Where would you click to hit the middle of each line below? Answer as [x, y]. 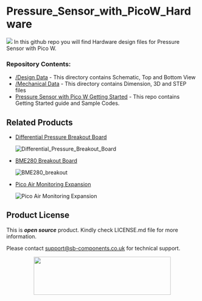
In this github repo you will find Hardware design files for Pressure [97, 41]
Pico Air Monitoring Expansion [53, 185]
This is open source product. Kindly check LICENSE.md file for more [92, 230]
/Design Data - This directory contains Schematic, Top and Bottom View [105, 77]
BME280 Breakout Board [46, 161]
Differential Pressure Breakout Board [61, 137]
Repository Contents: [39, 64]
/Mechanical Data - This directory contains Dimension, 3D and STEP [101, 84]
